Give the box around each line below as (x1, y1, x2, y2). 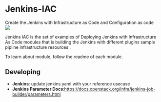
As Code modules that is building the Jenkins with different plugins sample (5, 39, 155, 45)
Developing (5, 68, 40, 76)
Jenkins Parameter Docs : (12, 86, 64, 92)
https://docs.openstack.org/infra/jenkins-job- (64, 86, 156, 92)
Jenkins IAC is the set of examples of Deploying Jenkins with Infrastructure (5, 34, 157, 40)
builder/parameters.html (12, 91, 61, 97)
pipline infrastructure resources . (5, 44, 71, 50)
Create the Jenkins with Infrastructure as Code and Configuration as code (5, 20, 154, 25)
